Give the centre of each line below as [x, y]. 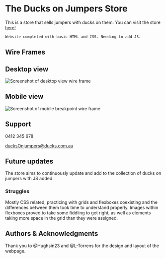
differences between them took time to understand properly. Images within [82, 207]
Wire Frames [25, 52]
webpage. [15, 251]
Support [18, 124]
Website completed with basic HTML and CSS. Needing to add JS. [73, 37]
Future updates [29, 162]
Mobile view [24, 97]
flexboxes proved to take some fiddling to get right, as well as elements [78, 213]
